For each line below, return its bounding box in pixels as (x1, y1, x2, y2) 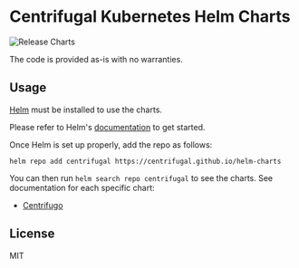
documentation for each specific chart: (9, 182, 156, 193)
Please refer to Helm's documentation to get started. (9, 121, 206, 132)
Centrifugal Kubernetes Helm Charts (9, 6, 292, 27)
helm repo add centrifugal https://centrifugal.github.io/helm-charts (9, 157, 282, 166)
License (9, 226, 55, 242)
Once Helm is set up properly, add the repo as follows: (9, 139, 213, 150)
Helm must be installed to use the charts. (9, 104, 163, 115)
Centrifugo (22, 199, 63, 210)
